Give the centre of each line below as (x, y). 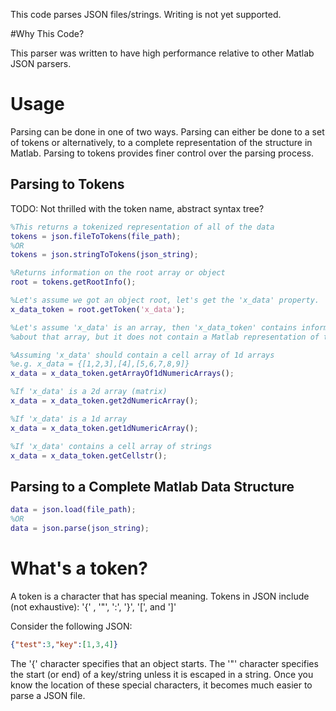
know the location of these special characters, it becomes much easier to (161, 685)
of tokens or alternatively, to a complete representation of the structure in (161, 142)
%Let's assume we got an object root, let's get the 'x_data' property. (165, 300)
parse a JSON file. (48, 695)
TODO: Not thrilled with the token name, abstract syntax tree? (137, 208)
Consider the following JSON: (71, 626)
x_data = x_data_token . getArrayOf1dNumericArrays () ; (122, 374)
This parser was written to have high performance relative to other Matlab (162, 53)
